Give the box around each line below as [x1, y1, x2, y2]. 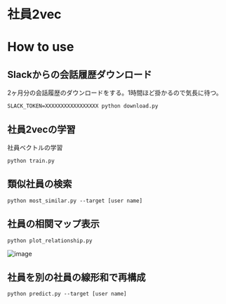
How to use [7, 39, 74, 55]
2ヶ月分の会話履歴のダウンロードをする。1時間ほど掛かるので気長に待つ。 [7, 88, 222, 97]
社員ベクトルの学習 [7, 143, 63, 152]
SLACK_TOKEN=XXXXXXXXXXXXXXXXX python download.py [7, 103, 159, 110]
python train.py [7, 157, 55, 164]
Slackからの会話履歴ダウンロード [7, 68, 152, 81]
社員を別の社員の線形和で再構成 [7, 272, 146, 284]
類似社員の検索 [7, 178, 72, 190]
